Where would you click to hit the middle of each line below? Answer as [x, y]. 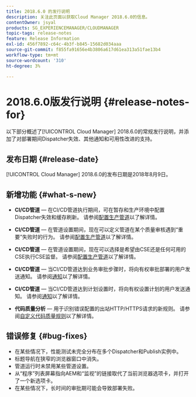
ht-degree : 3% [23, 66]
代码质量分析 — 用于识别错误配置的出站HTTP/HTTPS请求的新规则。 [96, 309]
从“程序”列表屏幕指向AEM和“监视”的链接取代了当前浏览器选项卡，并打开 [102, 373]
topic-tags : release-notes [39, 33]
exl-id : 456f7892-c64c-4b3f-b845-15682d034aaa [64, 45]
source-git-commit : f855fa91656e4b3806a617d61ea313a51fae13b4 [83, 50]
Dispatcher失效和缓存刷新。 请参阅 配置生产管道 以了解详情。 [87, 217]
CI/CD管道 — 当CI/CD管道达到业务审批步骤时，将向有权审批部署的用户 [100, 269]
